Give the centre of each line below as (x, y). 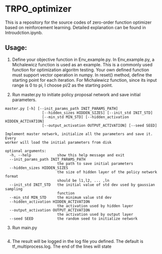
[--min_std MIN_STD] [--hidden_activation (86, 117)
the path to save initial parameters (95, 164)
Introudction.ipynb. (24, 32)
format (12, 176)
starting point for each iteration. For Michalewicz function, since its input (84, 80)
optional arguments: (26, 151)
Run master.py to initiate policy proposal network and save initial (76, 94)
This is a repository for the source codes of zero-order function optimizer (78, 22)
